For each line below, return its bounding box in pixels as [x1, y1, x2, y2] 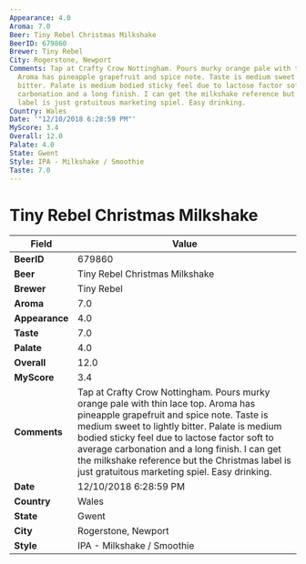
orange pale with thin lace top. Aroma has [76, 398, 256, 410]
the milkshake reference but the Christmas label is [76, 454, 291, 467]
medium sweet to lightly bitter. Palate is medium [76, 420, 282, 433]
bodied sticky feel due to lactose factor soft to [76, 431, 275, 444]
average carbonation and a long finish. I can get [76, 443, 282, 456]
